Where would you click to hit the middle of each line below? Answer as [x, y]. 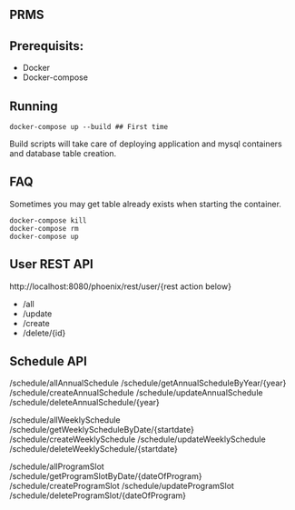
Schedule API [49, 361]
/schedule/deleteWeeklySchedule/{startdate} [94, 449]
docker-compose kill [49, 220]
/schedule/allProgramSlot [57, 466]
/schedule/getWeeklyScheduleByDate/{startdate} [102, 430]
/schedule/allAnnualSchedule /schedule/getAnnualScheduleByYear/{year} [148, 383]
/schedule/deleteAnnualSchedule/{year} [85, 403]
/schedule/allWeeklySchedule [65, 420]
